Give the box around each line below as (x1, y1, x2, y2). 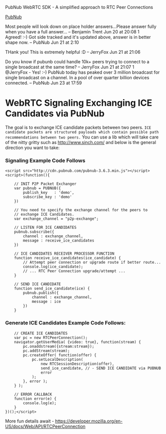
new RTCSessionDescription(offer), (40, 361, 114, 366)
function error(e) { (14, 396, 57, 401)
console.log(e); (23, 401, 57, 406)
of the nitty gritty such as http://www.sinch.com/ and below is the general (5, 139, 157, 145)
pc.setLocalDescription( (31, 357, 83, 362)
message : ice (31, 299, 61, 304)
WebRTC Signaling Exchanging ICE (5, 97, 153, 109)
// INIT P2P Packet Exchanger (14, 181, 77, 186)
